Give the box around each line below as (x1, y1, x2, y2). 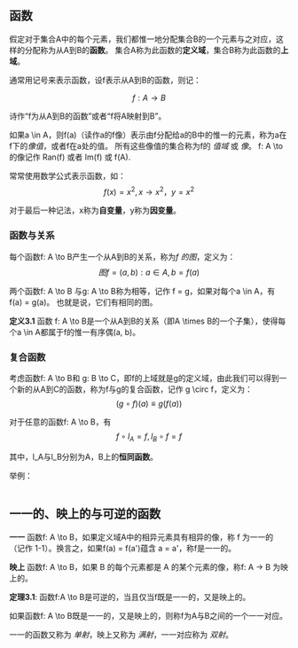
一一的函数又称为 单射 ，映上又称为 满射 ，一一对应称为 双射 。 (9, 628, 233, 640)
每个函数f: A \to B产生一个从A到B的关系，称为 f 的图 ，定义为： (9, 251, 236, 262)
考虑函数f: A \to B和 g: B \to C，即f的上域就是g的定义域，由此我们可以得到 (9, 373, 279, 384)
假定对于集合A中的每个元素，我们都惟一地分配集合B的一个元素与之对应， (9, 34, 277, 44)
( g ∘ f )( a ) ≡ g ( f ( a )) (115, 398, 183, 410)
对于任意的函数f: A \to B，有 (9, 417, 112, 427)
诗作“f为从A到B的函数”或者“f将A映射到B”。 (9, 110, 167, 121)
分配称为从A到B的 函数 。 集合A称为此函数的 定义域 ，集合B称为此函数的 (24, 44, 281, 55)
